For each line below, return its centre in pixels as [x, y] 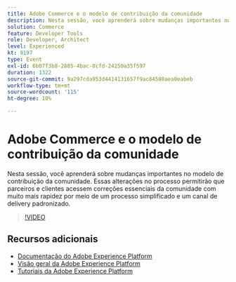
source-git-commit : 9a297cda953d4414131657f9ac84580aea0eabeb [100, 79]
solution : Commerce [36, 27]
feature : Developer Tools [45, 33]
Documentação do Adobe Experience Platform [85, 256]
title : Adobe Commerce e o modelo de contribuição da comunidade [105, 14]
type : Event [25, 60]
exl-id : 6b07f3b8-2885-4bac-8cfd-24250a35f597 [77, 66]
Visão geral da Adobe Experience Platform [79, 263]
